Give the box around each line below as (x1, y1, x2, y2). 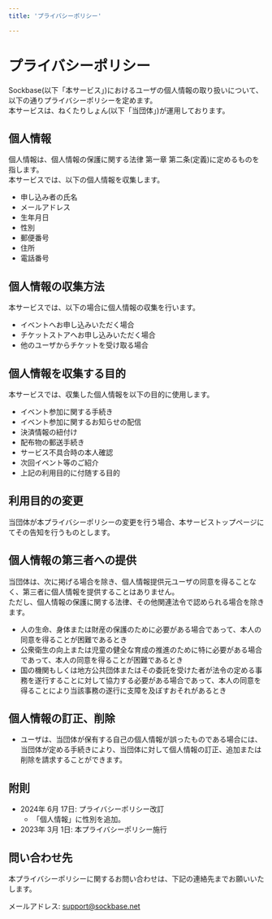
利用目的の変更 (8, 494, 84, 508)
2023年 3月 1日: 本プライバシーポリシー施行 (19, 825, 168, 834)
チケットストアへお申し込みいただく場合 (19, 330, 156, 340)
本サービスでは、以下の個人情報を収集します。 (8, 175, 165, 185)
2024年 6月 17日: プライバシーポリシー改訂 (19, 804, 165, 814)
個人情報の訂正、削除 (8, 711, 115, 725)
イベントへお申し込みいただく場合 (19, 320, 135, 330)
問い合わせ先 (8, 851, 73, 864)
